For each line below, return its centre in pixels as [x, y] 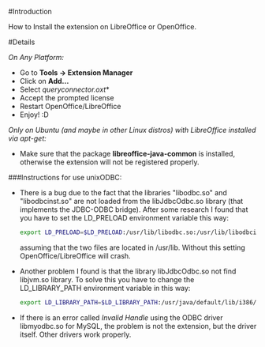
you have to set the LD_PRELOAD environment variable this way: [124, 218]
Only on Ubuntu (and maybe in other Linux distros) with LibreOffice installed [132, 130]
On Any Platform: [36, 57]
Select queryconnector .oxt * [64, 89]
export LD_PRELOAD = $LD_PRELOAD [71, 232]
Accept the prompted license [67, 98]
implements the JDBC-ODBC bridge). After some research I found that [134, 209]
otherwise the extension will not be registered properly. [109, 162]
